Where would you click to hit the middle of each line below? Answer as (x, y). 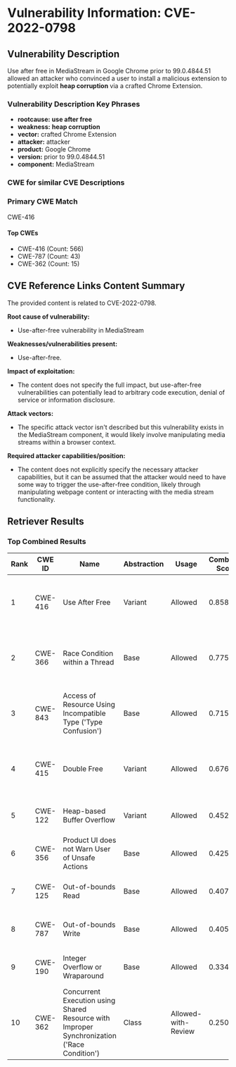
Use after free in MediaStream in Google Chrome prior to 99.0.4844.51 (109, 71)
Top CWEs (23, 233)
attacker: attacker (44, 142)
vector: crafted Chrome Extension (67, 135)
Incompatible (84, 713)
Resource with (86, 1018)
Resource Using (89, 705)
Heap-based (84, 811)
